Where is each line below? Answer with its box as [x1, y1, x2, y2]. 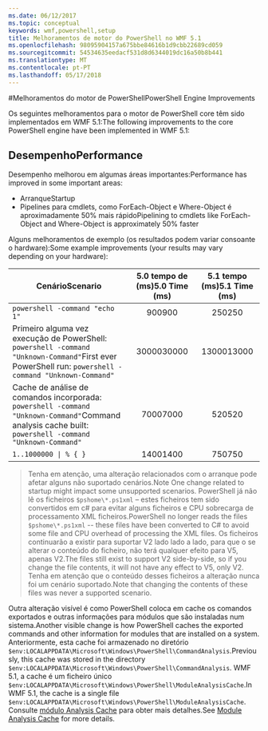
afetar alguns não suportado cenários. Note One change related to [27, 478, 245, 487]
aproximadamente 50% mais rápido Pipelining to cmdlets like [19, 211, 219, 220]
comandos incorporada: [12, 392, 102, 403]
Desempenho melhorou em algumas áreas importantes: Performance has [8, 169, 247, 180]
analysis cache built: [12, 420, 89, 431]
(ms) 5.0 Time [136, 280, 189, 292]
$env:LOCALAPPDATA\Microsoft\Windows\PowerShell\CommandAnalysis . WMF [8, 663, 251, 673]
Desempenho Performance [8, 149, 144, 162]
